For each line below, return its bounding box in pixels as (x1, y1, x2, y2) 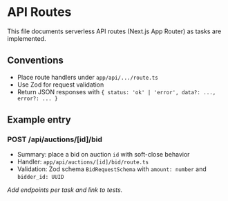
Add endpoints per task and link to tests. (7, 186, 123, 194)
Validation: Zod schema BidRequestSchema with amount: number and (17, 165, 207, 173)
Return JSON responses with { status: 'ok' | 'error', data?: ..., (17, 87, 216, 96)
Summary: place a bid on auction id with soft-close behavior (17, 150, 190, 159)
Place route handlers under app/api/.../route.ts (17, 73, 159, 81)
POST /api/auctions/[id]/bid (7, 134, 102, 144)
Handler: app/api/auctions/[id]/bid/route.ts (17, 157, 149, 166)
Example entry (7, 114, 71, 125)
